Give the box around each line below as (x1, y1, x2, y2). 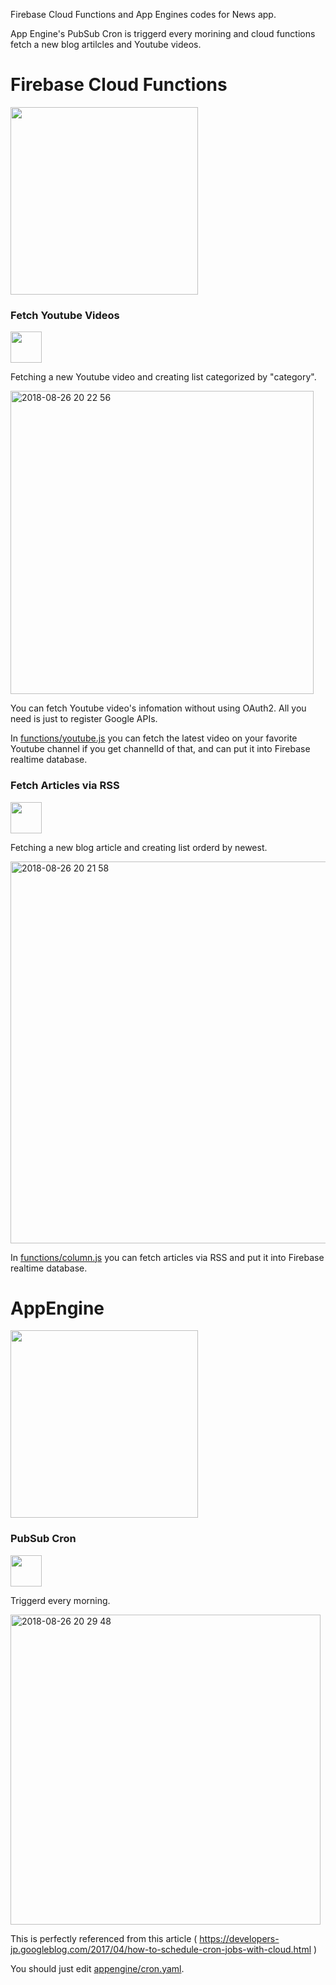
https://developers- (199, 1932, 280, 1944)
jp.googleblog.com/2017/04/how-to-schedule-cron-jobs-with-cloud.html (10, 1943, 312, 1955)
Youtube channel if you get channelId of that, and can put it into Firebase (10, 743, 311, 755)
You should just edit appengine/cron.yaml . (10, 1962, 185, 1974)
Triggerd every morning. (10, 1594, 111, 1606)
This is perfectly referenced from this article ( (10, 1932, 198, 1944)
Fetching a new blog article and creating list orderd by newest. (10, 841, 268, 853)
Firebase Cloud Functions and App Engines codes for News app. (10, 9, 277, 20)
